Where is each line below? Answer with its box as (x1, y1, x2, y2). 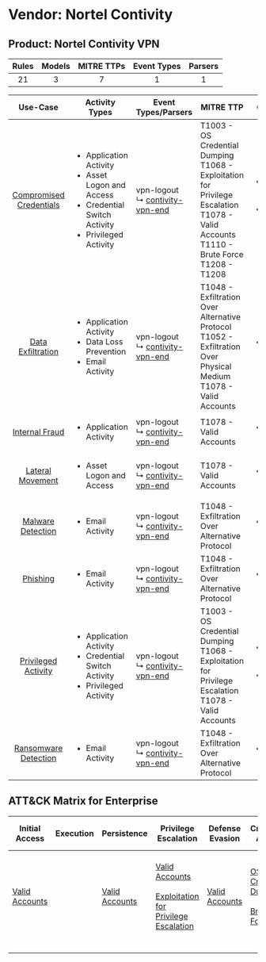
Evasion (209, 833, 240, 844)
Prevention (85, 347, 127, 357)
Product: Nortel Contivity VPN (8, 37, 160, 51)
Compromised (12, 190, 65, 200)
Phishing (22, 573, 55, 584)
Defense (208, 822, 241, 834)
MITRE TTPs (78, 61, 126, 71)
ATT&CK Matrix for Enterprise (8, 795, 158, 808)
